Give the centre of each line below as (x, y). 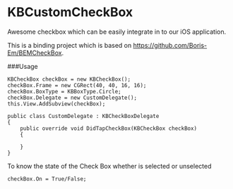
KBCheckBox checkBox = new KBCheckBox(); (69, 79)
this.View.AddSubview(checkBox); (56, 104)
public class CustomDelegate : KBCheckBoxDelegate (83, 116)
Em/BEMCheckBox (35, 53)
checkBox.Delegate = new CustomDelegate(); (72, 98)
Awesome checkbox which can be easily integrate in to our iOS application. (117, 32)
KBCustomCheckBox (70, 12)
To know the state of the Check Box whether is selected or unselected (109, 166)
